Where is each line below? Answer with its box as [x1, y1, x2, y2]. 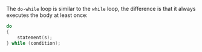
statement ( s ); [17, 34, 53, 41]
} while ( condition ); [6, 40, 61, 46]
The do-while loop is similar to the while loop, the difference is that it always [6, 5, 196, 12]
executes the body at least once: [6, 11, 88, 19]
